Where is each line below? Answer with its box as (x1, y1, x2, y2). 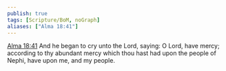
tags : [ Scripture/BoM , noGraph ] (7, 17, 100, 23)
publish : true (7, 10, 48, 17)
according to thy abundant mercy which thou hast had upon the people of (7, 49, 217, 57)
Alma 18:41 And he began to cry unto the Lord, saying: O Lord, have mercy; (7, 42, 220, 50)
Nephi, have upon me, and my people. (7, 57, 116, 65)
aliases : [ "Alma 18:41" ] (7, 23, 79, 30)
